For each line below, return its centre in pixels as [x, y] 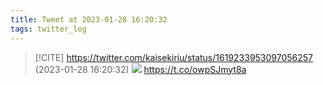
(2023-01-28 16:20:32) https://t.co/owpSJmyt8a [140, 69]
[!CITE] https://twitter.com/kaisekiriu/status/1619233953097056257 [174, 57]
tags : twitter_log [48, 29]
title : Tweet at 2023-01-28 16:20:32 [89, 19]
